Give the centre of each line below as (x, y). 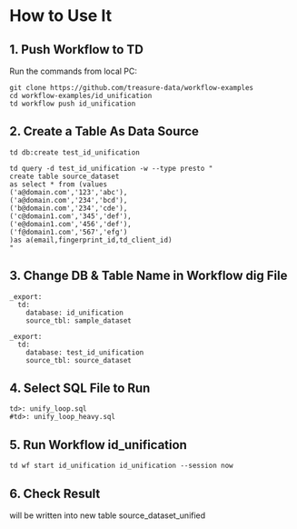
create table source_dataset (64, 176)
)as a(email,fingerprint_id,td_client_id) (91, 240)
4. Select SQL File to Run (80, 389)
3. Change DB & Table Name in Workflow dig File (148, 276)
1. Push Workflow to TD (76, 50)
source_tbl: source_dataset (79, 360)
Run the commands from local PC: (74, 71)
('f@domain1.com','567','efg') (69, 232)
